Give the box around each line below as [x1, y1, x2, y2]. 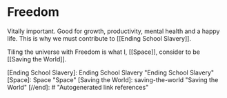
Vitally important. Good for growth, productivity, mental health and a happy [7, 27, 220, 35]
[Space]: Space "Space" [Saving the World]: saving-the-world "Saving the [7, 75, 219, 84]
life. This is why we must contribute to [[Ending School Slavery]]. [7, 34, 192, 42]
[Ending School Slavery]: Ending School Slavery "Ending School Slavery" [7, 68, 215, 77]
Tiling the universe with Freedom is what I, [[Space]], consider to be [7, 48, 201, 56]
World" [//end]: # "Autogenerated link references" [7, 83, 149, 91]
